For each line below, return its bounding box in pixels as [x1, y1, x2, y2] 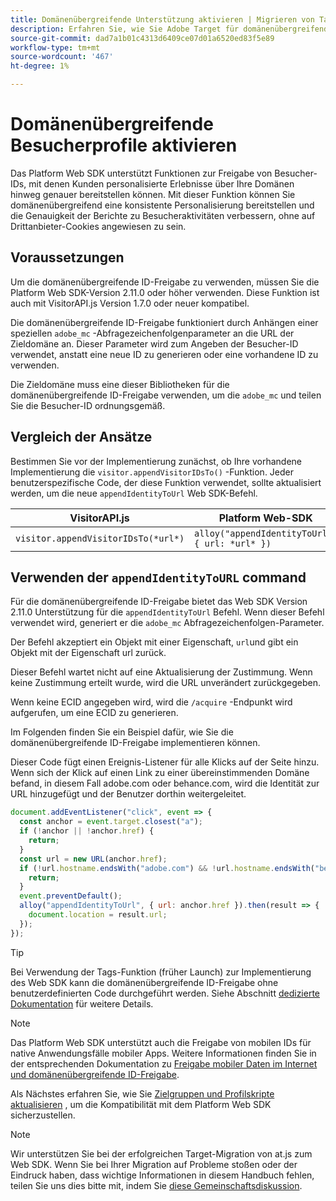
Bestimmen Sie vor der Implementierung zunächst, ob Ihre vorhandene [10, 455, 303, 467]
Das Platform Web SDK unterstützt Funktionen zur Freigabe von [10, 167, 273, 179]
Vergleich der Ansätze [10, 429, 153, 446]
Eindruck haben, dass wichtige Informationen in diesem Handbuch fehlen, [10, 1169, 315, 1181]
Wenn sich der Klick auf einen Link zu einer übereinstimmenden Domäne [10, 767, 310, 779]
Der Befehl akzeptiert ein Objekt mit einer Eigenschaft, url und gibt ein [10, 636, 299, 648]
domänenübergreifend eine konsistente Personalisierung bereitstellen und [10, 199, 315, 211]
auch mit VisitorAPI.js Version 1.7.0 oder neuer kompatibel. [10, 297, 250, 309]
